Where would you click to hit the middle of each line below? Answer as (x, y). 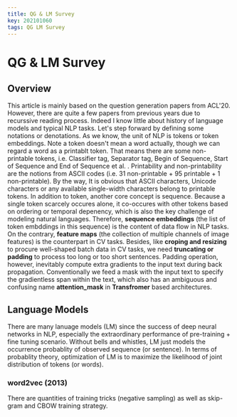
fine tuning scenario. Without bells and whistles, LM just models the (107, 342)
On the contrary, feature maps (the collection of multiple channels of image (118, 234)
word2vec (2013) (37, 383)
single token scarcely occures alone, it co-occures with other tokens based (118, 204)
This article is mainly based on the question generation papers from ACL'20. (119, 106)
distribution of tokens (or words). (56, 364)
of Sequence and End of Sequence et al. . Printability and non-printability (115, 166)
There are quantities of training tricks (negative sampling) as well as (107, 398)
